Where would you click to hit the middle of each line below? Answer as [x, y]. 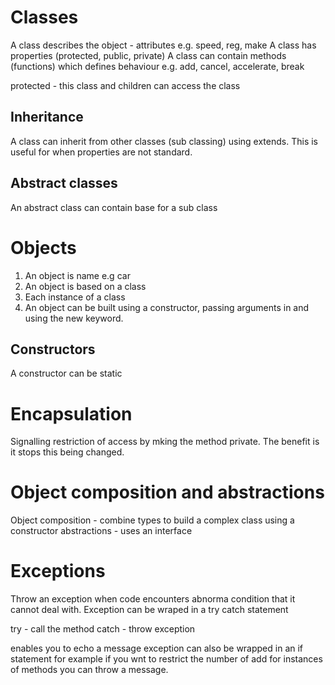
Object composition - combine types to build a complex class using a [152, 520]
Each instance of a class [75, 297]
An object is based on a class [85, 286]
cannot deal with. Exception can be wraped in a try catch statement [149, 610]
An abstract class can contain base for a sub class [114, 207]
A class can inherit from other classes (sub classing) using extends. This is [164, 141]
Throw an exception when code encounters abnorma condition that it [153, 599]
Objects [43, 247]
